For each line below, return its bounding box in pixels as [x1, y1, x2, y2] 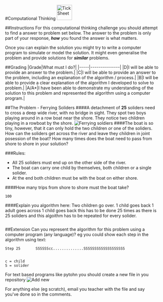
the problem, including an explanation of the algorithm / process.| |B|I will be [5, 75, 159, 80]
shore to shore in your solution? [5, 141, 69, 147]
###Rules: [5, 151, 26, 156]
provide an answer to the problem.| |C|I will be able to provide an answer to [5, 69, 156, 75]
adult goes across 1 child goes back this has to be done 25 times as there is [5, 208, 157, 213]
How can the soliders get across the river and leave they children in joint [5, 131, 150, 136]
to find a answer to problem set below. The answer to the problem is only [5, 30, 152, 36]
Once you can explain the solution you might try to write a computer [5, 45, 142, 50]
